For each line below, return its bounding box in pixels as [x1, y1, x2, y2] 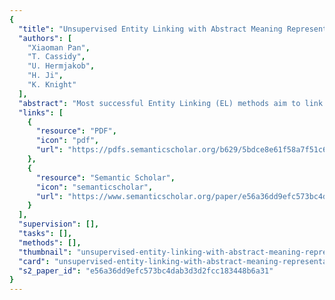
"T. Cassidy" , [27, 52, 86, 62]
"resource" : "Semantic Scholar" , [35, 172, 176, 183]
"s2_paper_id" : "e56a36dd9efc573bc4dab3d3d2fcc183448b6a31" [18, 266, 274, 276]
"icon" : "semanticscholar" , [35, 182, 154, 192]
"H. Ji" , [27, 71, 64, 81]
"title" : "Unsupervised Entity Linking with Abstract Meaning [18, 24, 283, 34]
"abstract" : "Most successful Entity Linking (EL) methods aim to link [18, 98, 324, 108]
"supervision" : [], [18, 219, 100, 230]
